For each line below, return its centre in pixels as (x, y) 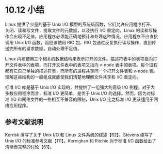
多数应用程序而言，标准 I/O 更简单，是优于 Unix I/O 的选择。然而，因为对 (78, 93)
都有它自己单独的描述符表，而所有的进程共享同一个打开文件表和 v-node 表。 (81, 71)
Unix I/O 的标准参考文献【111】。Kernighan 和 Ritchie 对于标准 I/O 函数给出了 (81, 140)
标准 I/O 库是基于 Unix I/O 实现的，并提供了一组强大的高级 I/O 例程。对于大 (80, 87)
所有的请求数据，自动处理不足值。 (47, 48)
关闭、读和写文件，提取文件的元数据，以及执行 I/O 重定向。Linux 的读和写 (79, 30)
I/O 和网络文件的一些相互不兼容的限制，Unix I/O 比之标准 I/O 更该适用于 (82, 99)
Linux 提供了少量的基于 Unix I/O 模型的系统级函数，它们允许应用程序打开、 (80, 24)
